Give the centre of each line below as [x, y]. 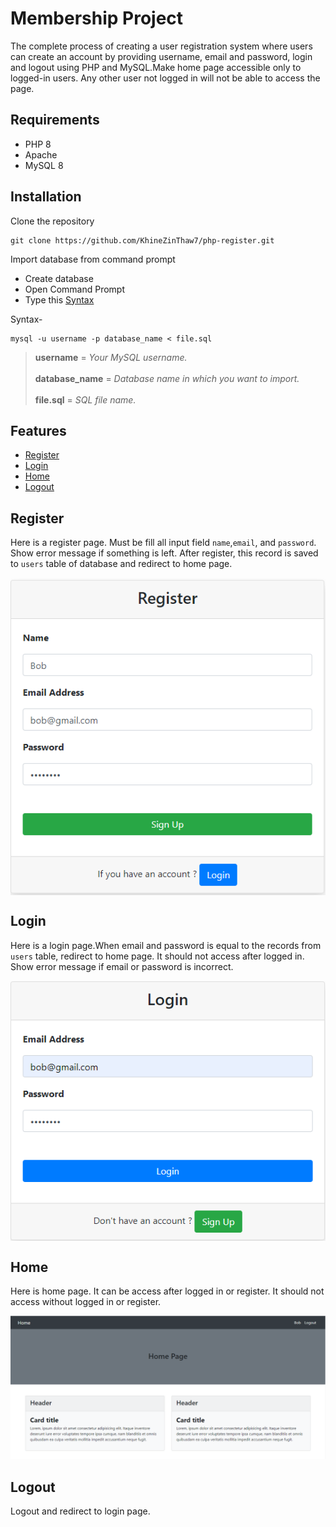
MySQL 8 [44, 165]
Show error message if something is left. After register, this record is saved [164, 553]
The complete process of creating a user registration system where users [161, 46]
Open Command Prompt [75, 289]
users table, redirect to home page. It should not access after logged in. [157, 956]
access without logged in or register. [86, 1301]
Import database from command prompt [93, 259]
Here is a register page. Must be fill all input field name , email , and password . [163, 543]
